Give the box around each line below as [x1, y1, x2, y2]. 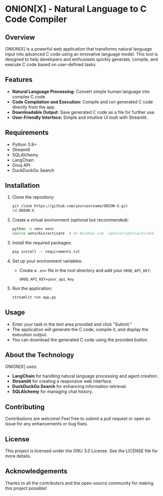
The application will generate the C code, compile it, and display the [12, 326, 148, 332]
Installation [5, 182, 40, 190]
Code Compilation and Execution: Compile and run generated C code [12, 99, 153, 105]
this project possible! [5, 485, 47, 491]
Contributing [5, 403, 45, 411]
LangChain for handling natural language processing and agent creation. [12, 373, 159, 379]
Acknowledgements [5, 467, 68, 476]
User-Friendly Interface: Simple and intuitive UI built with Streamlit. [12, 114, 148, 120]
